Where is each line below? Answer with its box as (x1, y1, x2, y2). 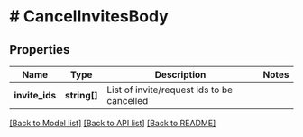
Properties (9, 42, 70, 57)
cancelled (106, 95, 149, 107)
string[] (64, 90, 98, 101)
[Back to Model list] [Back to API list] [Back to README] (9, 118, 216, 128)
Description (154, 69, 207, 81)
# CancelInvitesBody (9, 6, 169, 27)
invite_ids (14, 90, 57, 101)
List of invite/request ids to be (106, 83, 233, 96)
